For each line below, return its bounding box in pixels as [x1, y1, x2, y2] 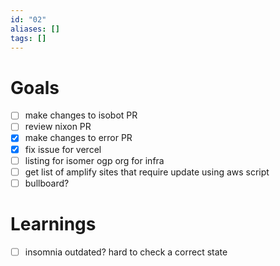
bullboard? [24, 177, 70, 189]
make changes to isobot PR [24, 109, 138, 121]
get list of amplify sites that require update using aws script [24, 166, 270, 178]
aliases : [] [10, 24, 60, 34]
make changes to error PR [24, 132, 133, 144]
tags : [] [10, 33, 47, 43]
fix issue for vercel [24, 143, 102, 155]
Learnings [10, 212, 97, 235]
